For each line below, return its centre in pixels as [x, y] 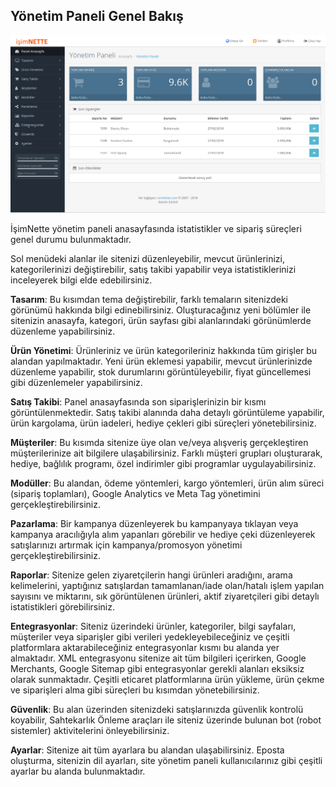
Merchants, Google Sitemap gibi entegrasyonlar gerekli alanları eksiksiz [157, 668]
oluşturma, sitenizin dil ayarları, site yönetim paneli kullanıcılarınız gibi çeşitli [166, 760]
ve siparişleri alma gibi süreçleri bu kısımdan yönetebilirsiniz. [135, 690]
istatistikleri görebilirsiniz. [62, 606]
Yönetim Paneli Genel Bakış [97, 16]
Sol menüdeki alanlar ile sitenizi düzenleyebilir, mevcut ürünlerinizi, [148, 258]
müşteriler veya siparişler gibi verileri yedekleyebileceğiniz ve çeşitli [150, 636]
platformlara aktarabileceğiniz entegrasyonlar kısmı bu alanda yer [145, 647]
